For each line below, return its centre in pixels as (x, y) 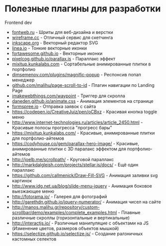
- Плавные (129, 212)
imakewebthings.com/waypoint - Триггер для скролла (69, 96)
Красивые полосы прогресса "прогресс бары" (62, 127)
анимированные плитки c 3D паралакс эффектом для (69, 149)
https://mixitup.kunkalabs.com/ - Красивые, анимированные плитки (83, 133)
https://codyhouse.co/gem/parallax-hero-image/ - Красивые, (76, 143)
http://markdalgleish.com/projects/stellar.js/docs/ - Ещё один (75, 165)
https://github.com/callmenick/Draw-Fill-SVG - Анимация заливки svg (85, 175)
